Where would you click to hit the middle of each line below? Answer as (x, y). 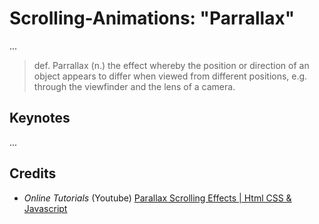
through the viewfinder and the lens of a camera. (134, 86)
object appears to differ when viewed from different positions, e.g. (170, 76)
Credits (33, 173)
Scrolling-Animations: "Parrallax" (152, 18)
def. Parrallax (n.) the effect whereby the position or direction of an (171, 65)
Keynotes (40, 118)
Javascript (45, 208)
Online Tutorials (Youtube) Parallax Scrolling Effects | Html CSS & (157, 198)
